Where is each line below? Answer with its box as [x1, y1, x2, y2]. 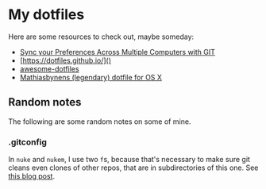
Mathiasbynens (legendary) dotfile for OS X [19, 72, 163, 82]
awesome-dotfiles [19, 64, 79, 73]
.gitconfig [8, 137, 48, 148]
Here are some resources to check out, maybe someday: [8, 32, 195, 41]
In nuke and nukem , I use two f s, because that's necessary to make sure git [8, 155, 250, 164]
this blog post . [8, 172, 56, 181]
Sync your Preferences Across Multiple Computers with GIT [19, 47, 216, 56]
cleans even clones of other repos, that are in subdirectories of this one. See [8, 163, 259, 172]
